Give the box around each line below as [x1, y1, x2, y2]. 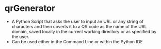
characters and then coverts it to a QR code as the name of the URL [11, 23, 147, 29]
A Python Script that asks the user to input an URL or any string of [11, 19, 144, 24]
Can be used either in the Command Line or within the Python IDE [11, 39, 143, 44]
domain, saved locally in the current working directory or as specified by [11, 29, 157, 34]
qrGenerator [4, 3, 55, 14]
